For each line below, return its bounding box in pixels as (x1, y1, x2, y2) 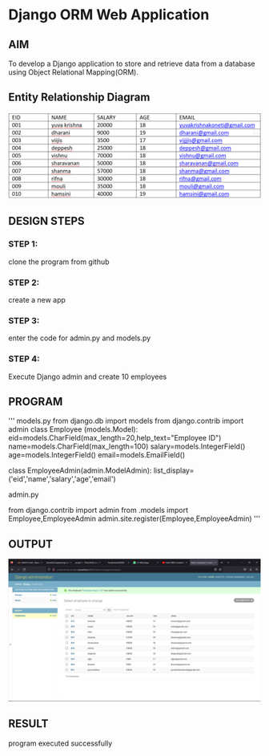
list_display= (153, 465, 195, 475)
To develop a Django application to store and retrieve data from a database (8, 59, 255, 68)
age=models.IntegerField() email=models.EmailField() (8, 450, 186, 460)
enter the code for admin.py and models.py (8, 333, 151, 343)
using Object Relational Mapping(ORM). (8, 67, 139, 77)
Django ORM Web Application (8, 6, 210, 24)
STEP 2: (8, 277, 40, 288)
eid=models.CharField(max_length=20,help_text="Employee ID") (8, 433, 222, 443)
